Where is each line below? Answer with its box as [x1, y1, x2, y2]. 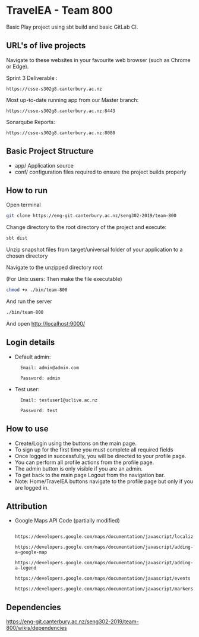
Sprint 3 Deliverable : [6, 74, 58, 81]
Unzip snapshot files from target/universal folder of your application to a [6, 246, 183, 253]
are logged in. [14, 484, 49, 491]
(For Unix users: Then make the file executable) [6, 276, 123, 283]
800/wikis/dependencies [6, 624, 67, 632]
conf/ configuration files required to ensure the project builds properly [14, 168, 187, 175]
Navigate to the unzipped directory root [6, 264, 103, 271]
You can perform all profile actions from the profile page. [14, 459, 154, 466]
